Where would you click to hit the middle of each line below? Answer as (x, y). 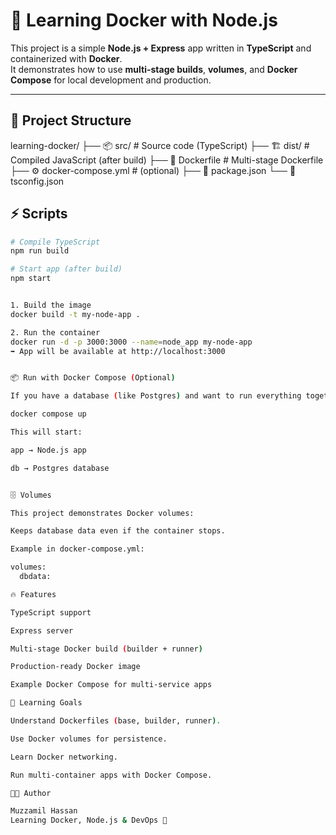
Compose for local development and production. (111, 80)
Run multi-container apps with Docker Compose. (111, 775)
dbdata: (35, 577)
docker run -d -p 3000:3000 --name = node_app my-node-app (131, 342)
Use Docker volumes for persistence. (89, 739)
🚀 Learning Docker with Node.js (144, 20)
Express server (42, 630)
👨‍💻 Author (31, 793)
